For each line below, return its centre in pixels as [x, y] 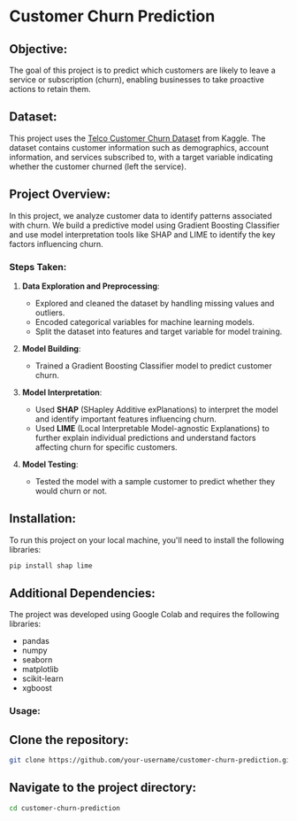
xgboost [37, 688]
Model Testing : [50, 464]
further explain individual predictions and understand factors [145, 438]
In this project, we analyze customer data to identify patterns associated [141, 215]
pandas [36, 641]
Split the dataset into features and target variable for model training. [159, 331]
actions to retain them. [50, 89]
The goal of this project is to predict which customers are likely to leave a [142, 70]
